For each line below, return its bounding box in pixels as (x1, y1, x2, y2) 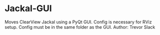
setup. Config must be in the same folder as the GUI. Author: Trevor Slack (4, 24, 156, 30)
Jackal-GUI (4, 3, 52, 14)
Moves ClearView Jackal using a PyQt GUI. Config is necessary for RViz (4, 19, 152, 25)
